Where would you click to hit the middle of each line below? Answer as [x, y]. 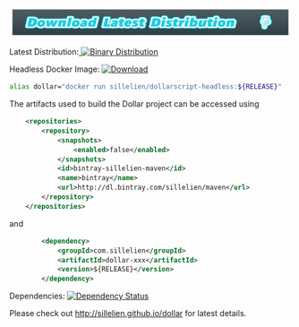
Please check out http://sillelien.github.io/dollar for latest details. [128, 314]
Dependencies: [37, 296]
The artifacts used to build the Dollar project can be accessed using [134, 104]
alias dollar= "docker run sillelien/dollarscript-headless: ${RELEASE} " [145, 87]
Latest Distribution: [44, 52]
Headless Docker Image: [55, 69]
